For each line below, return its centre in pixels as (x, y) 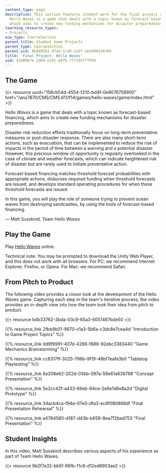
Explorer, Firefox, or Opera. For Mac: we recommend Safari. (66, 266)
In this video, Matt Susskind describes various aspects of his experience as (82, 451)
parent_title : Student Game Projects (44, 42)
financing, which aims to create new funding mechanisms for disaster (76, 118)
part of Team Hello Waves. (32, 456)
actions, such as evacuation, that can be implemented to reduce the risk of (81, 143)
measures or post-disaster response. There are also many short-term (76, 138)
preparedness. (20, 123)
